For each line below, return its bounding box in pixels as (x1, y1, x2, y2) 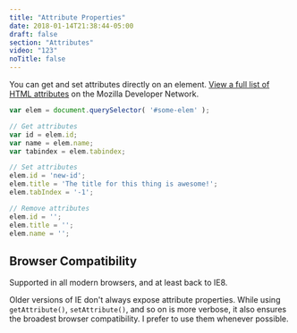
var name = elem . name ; (9, 138, 94, 147)
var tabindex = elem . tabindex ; (9, 146, 126, 156)
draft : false (9, 29, 58, 38)
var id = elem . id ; (9, 130, 78, 139)
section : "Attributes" (9, 37, 94, 47)
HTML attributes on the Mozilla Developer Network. (9, 88, 199, 99)
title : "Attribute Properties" (9, 12, 126, 22)
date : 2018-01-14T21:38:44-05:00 (9, 21, 134, 30)
